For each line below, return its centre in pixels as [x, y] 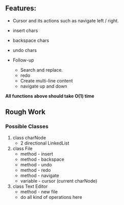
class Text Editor [30, 186]
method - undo [36, 164]
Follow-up [23, 60]
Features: [21, 8]
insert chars [25, 31]
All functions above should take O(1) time [50, 96]
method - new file [39, 192]
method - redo [35, 170]
